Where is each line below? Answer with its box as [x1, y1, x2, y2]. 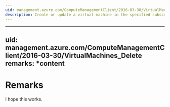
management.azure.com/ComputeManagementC [5, 43, 165, 52]
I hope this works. [5, 96, 42, 102]
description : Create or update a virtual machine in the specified [5, 12, 151, 17]
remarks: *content [5, 59, 65, 68]
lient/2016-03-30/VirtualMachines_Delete [5, 51, 142, 60]
